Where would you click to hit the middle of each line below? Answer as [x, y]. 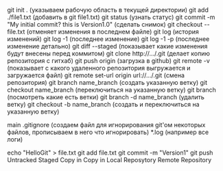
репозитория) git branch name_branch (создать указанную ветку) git [107, 82]
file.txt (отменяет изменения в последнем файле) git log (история [103, 31]
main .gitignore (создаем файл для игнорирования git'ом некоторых [106, 125]
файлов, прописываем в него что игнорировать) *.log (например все [108, 132]
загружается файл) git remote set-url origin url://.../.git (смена [96, 75]
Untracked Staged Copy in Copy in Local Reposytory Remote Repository [109, 160]
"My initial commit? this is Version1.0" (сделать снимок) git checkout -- [109, 24]
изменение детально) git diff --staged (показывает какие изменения [107, 46]
